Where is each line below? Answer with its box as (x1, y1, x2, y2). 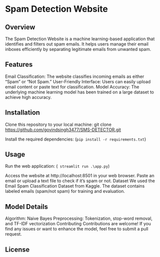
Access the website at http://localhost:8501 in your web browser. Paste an (5, 173, 155, 179)
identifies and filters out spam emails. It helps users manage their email (5, 41, 149, 47)
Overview (5, 23, 36, 31)
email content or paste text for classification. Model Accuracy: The (5, 84, 139, 90)
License (5, 245, 30, 254)
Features (5, 60, 33, 69)
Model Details (5, 202, 48, 211)
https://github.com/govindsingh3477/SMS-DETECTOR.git (5, 126, 121, 133)
